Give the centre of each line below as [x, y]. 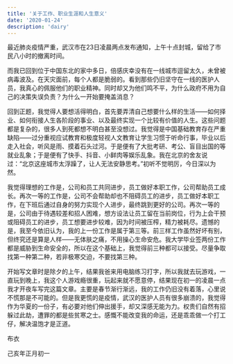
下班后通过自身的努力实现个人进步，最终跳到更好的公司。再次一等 [119, 205]
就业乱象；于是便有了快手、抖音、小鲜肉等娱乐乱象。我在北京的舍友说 [107, 155]
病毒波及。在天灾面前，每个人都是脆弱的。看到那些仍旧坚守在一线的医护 [110, 79]
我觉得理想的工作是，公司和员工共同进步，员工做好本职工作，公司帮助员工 [113, 187]
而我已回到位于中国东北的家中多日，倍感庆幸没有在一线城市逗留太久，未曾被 [116, 71]
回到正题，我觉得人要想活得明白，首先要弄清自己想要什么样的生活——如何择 [116, 111]
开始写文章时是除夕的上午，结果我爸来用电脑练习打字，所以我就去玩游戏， [113, 271]
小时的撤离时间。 [43, 56]
